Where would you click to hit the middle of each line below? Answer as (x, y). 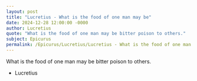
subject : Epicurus (29, 39)
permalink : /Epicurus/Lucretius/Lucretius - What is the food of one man (99, 45)
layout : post (22, 12)
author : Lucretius (29, 28)
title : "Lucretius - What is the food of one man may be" (79, 17)
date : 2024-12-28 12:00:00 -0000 (47, 22)
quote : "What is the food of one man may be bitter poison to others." (96, 34)
